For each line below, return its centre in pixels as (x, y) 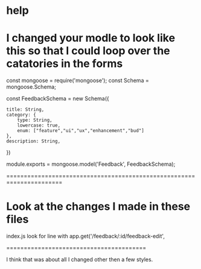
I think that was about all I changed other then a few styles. (80, 259)
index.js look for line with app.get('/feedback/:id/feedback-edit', (85, 236)
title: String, (25, 110)
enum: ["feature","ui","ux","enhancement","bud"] (81, 131)
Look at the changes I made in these (98, 207)
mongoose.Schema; (31, 87)
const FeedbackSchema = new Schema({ (58, 99)
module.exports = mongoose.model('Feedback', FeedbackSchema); (91, 164)
